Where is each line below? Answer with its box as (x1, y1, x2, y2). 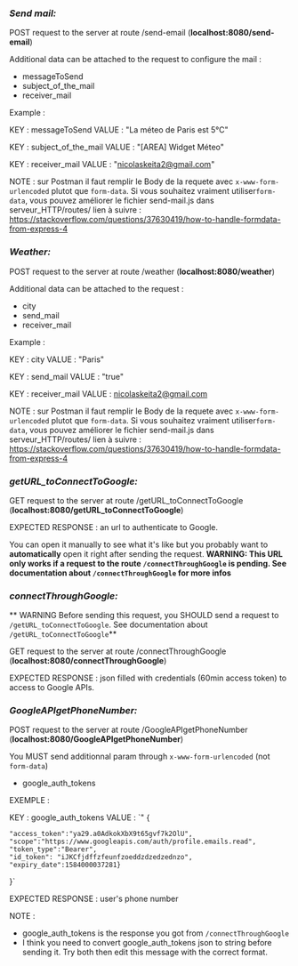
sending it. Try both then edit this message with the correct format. (21, 946, 269, 958)
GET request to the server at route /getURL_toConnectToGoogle (9, 495, 244, 505)
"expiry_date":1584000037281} (9, 861, 122, 870)
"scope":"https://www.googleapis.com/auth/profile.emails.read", (9, 837, 256, 847)
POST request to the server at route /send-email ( (9, 28, 191, 38)
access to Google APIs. (9, 682, 95, 693)
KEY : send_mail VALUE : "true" (9, 371, 125, 382)
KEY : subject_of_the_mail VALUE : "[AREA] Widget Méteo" (9, 141, 225, 153)
